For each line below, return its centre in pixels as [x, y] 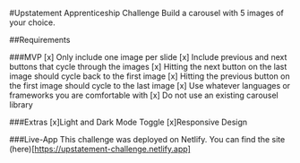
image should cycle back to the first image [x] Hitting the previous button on [150, 76]
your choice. [32, 22]
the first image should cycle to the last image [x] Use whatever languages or [150, 86]
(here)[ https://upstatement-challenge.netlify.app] [100, 149]
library [21, 105]
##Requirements [40, 40]
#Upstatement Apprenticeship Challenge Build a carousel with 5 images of [146, 13]
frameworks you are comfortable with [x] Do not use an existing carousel [144, 95]
